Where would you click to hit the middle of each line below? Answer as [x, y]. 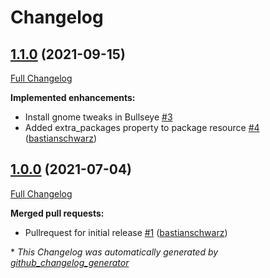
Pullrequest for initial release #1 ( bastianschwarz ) [126, 232]
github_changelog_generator [70, 262]
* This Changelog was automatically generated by [114, 252]
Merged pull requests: [57, 213]
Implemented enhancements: [73, 97]
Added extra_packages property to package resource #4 [142, 127]
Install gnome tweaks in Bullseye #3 [98, 117]
